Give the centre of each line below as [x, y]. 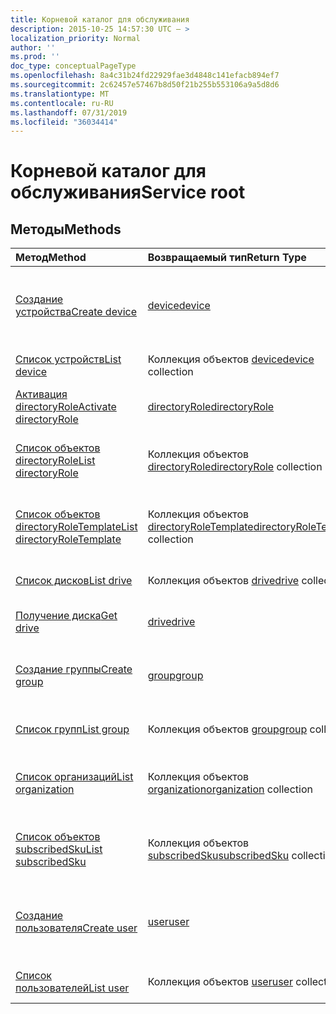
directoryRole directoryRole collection [235, 467]
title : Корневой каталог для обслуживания [100, 19]
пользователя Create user [76, 928]
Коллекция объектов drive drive [223, 581]
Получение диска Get [66, 616]
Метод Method [51, 258]
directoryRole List [55, 461]
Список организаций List [74, 777]
